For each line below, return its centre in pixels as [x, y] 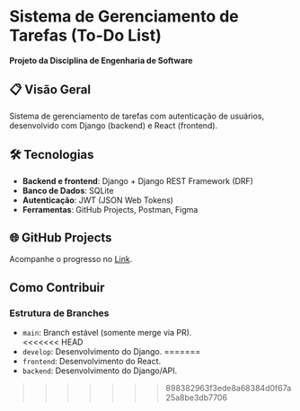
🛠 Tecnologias [52, 155]
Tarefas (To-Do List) [85, 35]
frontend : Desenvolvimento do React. [92, 362]
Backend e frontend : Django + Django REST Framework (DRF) [138, 180]
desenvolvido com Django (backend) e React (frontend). [114, 125]
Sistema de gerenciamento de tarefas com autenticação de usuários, [137, 116]
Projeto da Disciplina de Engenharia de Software [101, 60]
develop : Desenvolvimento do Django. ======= [111, 352]
